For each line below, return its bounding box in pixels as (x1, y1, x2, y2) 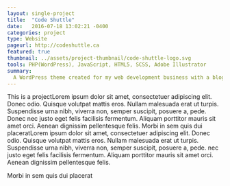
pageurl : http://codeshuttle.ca (7, 42, 99, 49)
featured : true (7, 49, 51, 56)
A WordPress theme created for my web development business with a (13, 73, 210, 81)
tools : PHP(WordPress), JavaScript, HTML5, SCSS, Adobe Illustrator (7, 61, 207, 68)
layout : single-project (7, 10, 75, 17)
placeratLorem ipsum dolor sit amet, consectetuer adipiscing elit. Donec (7, 129, 211, 137)
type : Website (7, 36, 48, 43)
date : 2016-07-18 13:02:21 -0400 (7, 23, 109, 30)
